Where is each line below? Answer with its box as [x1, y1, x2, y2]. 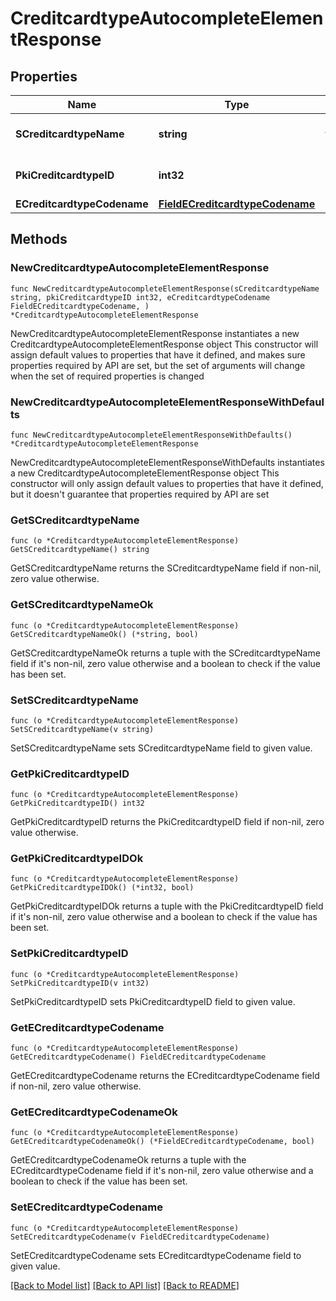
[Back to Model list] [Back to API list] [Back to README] [10, 1279, 240, 1291]
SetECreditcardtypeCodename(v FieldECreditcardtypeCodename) [10, 1232, 271, 1242]
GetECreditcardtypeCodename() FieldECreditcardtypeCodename [10, 1052, 267, 1062]
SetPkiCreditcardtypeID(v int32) [10, 978, 150, 988]
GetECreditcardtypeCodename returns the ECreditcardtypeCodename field [10, 1070, 320, 1082]
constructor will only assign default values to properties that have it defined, [10, 477, 324, 489]
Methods [10, 231, 68, 248]
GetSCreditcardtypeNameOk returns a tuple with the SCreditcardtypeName [10, 647, 321, 659]
